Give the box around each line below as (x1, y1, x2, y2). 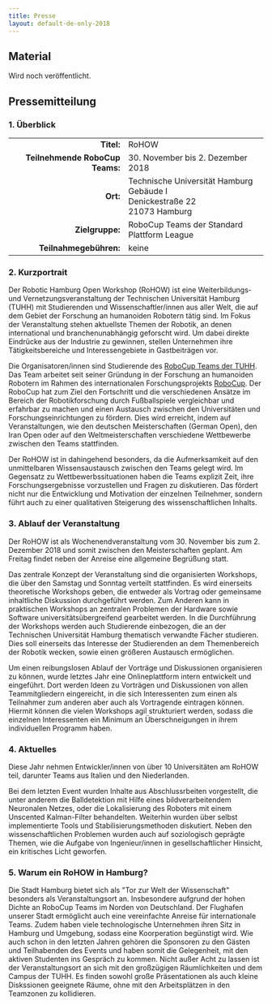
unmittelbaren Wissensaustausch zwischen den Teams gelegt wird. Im (8, 464, 244, 473)
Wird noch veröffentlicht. (8, 71, 91, 81)
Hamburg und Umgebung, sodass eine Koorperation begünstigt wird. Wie (8, 929, 253, 938)
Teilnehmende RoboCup (25, 152, 121, 163)
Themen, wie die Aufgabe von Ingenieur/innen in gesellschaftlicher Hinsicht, (8, 838, 263, 848)
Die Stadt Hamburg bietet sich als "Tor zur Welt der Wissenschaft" (8, 886, 230, 895)
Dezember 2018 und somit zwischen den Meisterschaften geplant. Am (8, 545, 243, 554)
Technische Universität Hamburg (128, 175, 253, 187)
